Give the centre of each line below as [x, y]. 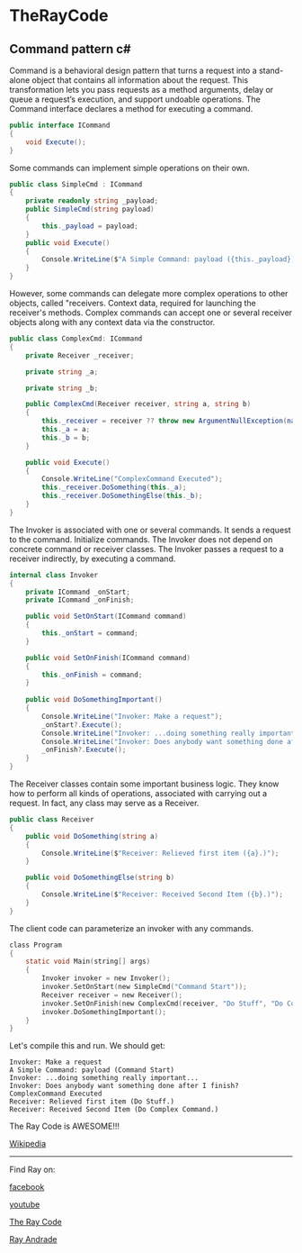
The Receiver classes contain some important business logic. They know [144, 784]
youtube [25, 1204]
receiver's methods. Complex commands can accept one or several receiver [151, 313]
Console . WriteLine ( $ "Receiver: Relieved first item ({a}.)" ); [160, 853]
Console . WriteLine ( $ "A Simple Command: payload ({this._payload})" [170, 259]
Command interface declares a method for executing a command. [131, 109]
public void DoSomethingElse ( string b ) [100, 878]
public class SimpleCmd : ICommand [76, 184]
